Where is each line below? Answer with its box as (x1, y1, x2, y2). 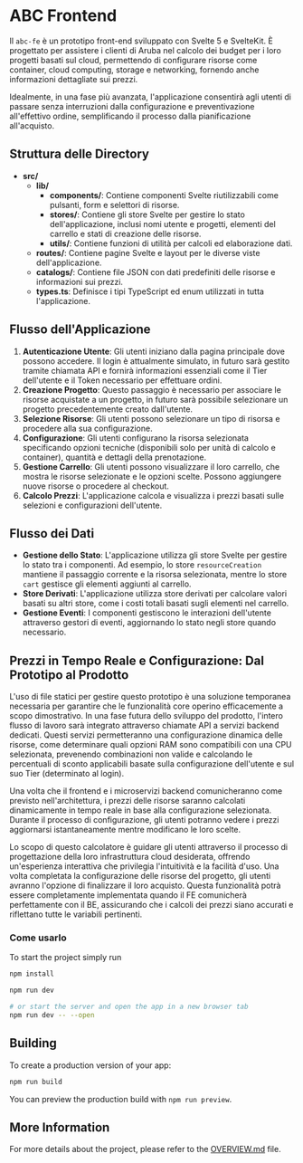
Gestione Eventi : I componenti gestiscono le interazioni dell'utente (22, 607, 271, 618)
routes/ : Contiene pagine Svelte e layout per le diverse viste (35, 247, 260, 258)
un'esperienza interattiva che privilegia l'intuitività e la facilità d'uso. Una (9, 861, 279, 872)
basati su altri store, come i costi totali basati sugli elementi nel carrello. (22, 598, 289, 609)
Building (9, 1035, 57, 1051)
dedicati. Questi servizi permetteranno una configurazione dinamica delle (9, 729, 283, 740)
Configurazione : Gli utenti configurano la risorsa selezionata (22, 432, 249, 443)
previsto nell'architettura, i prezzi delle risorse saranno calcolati (9, 796, 246, 806)
